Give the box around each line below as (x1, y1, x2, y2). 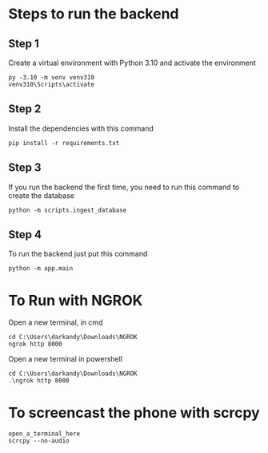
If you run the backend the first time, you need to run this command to (8, 182, 240, 192)
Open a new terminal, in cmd (8, 318, 103, 327)
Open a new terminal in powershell (8, 354, 122, 364)
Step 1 (8, 37, 40, 51)
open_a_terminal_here (8, 430, 81, 438)
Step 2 (8, 102, 42, 116)
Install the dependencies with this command (8, 123, 154, 133)
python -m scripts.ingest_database (8, 206, 127, 214)
